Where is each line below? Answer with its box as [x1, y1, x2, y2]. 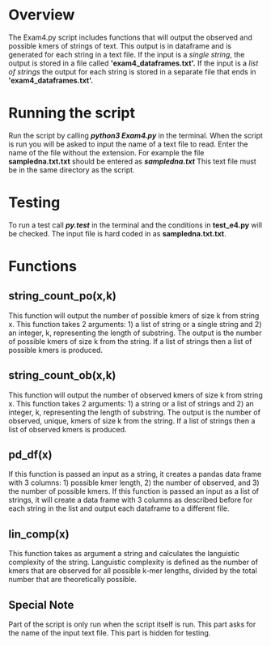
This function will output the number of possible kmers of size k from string [8, 310, 260, 321]
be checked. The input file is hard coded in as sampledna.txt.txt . [8, 228, 227, 238]
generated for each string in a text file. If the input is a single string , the [8, 49, 245, 59]
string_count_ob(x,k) [8, 368, 116, 382]
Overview [8, 6, 75, 24]
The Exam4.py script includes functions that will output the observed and [8, 32, 253, 42]
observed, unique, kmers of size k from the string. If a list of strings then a [8, 415, 256, 426]
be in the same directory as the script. [8, 164, 135, 175]
